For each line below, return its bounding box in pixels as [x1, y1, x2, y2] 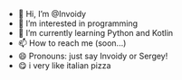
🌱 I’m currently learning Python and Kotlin [17, 28, 174, 38]
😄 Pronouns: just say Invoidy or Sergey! [17, 50, 168, 61]
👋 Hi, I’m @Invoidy [17, 9, 87, 19]
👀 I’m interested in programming [17, 18, 139, 29]
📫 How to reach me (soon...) [17, 38, 127, 49]
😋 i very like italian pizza [17, 60, 111, 71]
